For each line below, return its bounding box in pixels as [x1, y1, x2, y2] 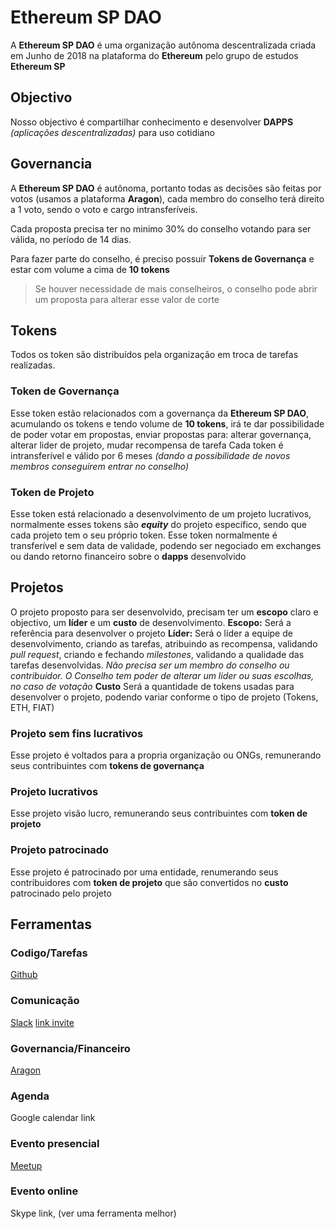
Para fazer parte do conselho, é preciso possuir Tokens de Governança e [10, 252, 315, 265]
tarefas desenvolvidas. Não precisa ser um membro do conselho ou [10, 659, 290, 671]
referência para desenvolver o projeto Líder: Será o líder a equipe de [10, 627, 293, 639]
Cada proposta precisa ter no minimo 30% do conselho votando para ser [10, 222, 312, 235]
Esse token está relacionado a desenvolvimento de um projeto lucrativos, [10, 507, 312, 520]
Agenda [10, 1089, 50, 1103]
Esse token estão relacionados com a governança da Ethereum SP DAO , [10, 407, 309, 419]
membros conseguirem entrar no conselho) [10, 460, 190, 472]
